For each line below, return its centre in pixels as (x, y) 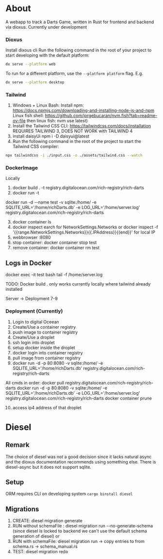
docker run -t (26, 193)
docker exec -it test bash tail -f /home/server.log (54, 275)
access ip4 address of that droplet (47, 407)
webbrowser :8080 (32, 238)
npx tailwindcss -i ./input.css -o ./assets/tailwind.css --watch (74, 156)
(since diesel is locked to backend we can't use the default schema (80, 531)
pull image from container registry (47, 358)
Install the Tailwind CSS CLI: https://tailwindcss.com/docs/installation (81, 126)
